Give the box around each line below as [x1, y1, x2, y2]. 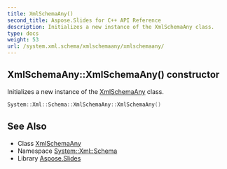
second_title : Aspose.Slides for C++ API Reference [7, 17, 161, 24]
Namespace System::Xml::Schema [17, 147, 118, 155]
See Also [7, 121, 47, 133]
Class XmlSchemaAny [17, 139, 82, 147]
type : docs [7, 29, 39, 37]
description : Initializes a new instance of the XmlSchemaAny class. [7, 23, 215, 30]
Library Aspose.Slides [17, 154, 81, 162]
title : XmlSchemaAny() [7, 10, 74, 18]
